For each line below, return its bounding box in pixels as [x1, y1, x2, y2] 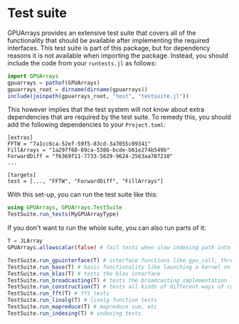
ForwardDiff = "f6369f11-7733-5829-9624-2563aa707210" [7, 153, 174, 160]
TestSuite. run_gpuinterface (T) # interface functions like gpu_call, [7, 256, 218, 264]
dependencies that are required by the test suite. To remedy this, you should [7, 113, 231, 122]
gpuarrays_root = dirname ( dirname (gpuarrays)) [7, 85, 148, 93]
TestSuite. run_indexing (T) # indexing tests [7, 310, 142, 317]
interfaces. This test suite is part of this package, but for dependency [7, 43, 211, 52]
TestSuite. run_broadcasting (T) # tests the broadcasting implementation [7, 276, 228, 284]
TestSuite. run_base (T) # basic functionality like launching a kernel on [7, 263, 231, 271]
